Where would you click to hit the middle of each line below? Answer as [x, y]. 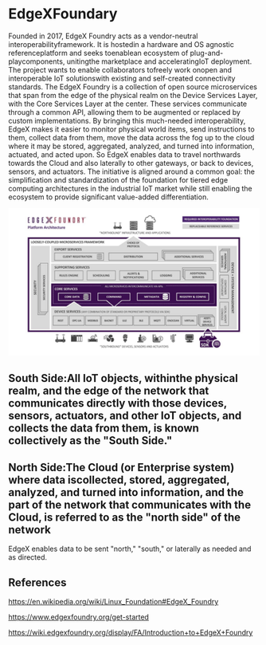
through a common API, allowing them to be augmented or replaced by [125, 112]
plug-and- [207, 53]
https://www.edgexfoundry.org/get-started [79, 617]
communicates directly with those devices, [117, 403]
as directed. [28, 557]
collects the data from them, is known [104, 428]
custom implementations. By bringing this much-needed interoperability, [127, 120]
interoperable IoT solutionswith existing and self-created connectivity [122, 78]
